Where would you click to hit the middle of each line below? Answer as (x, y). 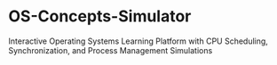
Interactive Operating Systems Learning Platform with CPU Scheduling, (138, 41)
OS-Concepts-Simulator (100, 16)
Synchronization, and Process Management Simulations (111, 50)
